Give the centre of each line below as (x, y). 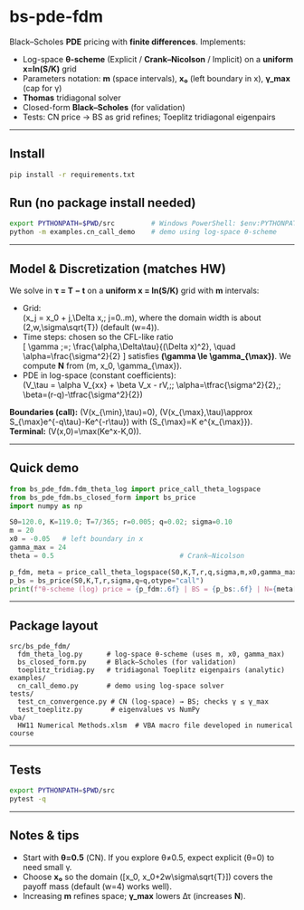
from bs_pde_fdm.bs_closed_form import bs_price (103, 498)
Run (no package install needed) (103, 203)
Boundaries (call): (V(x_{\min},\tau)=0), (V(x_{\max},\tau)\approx (131, 412)
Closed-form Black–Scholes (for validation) (104, 107)
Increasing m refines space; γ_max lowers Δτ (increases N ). (134, 896)
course (22, 734)
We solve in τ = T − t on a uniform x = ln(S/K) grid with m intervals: (134, 290)
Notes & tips (44, 835)
